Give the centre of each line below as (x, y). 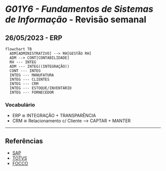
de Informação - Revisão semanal (76, 20)
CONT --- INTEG (25, 71)
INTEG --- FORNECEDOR (32, 92)
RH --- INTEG (23, 62)
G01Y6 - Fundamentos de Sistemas (79, 9)
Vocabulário (20, 105)
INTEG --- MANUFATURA (32, 75)
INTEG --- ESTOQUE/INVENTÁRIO (41, 88)
